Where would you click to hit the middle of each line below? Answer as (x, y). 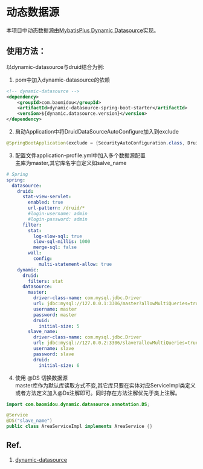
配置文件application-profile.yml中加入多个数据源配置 (80, 155)
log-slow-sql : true (58, 236)
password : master (55, 315)
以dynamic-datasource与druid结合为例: (55, 66)
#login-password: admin (58, 219)
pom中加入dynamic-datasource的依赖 (62, 80)
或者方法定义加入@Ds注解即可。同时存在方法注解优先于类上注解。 (98, 393)
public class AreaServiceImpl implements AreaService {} (79, 427)
